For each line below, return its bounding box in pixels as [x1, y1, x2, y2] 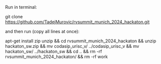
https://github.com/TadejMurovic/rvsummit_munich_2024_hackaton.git [5, 19, 150, 25]
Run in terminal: [5, 4, 37, 10]
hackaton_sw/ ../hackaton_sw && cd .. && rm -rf [5, 49, 102, 54]
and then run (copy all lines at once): [5, 29, 80, 34]
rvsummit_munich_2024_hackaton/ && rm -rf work [5, 54, 108, 60]
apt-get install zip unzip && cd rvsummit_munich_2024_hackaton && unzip [5, 38, 157, 44]
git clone [5, 14, 23, 19]
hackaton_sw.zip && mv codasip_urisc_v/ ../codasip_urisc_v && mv [5, 43, 139, 49]
